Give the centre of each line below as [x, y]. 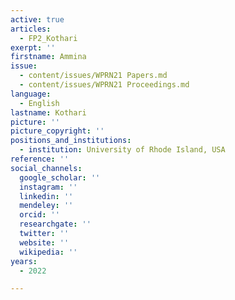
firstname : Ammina [48, 57]
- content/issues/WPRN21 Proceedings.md [104, 85]
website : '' [44, 242]
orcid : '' [39, 215]
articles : [31, 29]
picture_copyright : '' [57, 131]
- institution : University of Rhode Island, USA [122, 150]
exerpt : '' [33, 47]
